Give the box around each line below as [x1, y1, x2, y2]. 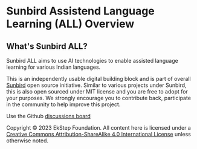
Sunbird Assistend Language [6, 4, 155, 18]
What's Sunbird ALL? [6, 41, 88, 51]
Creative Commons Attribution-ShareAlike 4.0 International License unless [6, 131, 192, 138]
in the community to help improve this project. [6, 101, 121, 108]
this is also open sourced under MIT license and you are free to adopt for [6, 88, 189, 95]
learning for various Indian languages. [6, 63, 101, 71]
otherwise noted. [6, 137, 49, 144]
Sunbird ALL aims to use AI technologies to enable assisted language [6, 57, 178, 64]
